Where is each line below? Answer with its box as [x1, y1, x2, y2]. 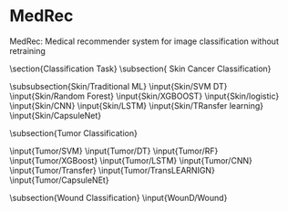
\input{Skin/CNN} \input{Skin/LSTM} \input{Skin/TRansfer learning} [9, 100, 264, 111]
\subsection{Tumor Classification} [9, 127, 139, 138]
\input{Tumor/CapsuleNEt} [9, 175, 109, 185]
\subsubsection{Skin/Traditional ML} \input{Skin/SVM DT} [9, 80, 228, 91]
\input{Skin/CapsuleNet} [9, 110, 102, 121]
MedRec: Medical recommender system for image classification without [9, 36, 280, 47]
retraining [9, 45, 46, 56]
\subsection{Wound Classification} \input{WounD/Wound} [9, 192, 228, 203]
